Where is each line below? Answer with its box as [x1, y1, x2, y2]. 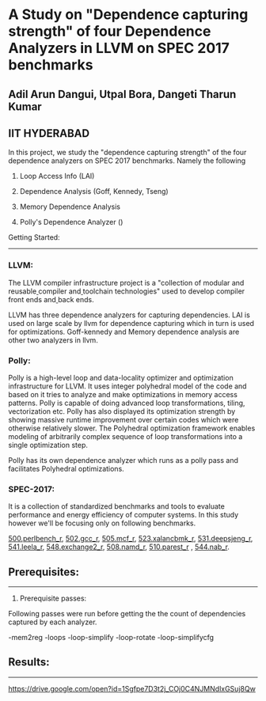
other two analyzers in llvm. [8, 335, 99, 345]
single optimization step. [8, 440, 89, 449]
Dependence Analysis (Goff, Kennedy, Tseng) [19, 187, 169, 196]
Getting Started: [8, 233, 61, 242]
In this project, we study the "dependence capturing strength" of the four [8, 148, 247, 157]
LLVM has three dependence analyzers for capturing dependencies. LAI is [8, 310, 251, 320]
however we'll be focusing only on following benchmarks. [8, 518, 196, 528]
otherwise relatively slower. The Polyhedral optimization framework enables [8, 423, 256, 433]
